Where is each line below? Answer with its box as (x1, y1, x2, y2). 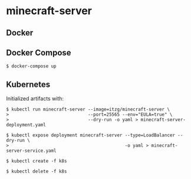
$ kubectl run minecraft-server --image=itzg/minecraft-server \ (6, 106, 170, 113)
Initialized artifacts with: (6, 95, 64, 102)
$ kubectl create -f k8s (6, 158, 67, 164)
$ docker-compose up (6, 63, 57, 69)
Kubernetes (6, 79, 51, 89)
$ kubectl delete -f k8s (6, 168, 67, 175)
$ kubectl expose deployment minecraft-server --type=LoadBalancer (6, 132, 176, 138)
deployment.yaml (6, 122, 46, 128)
